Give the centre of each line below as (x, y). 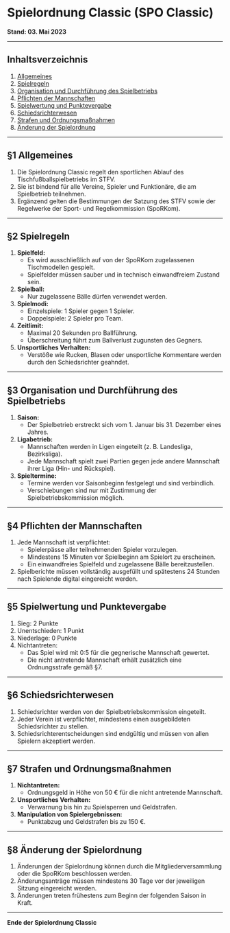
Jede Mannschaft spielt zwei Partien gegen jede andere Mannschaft (124, 461)
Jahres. (38, 432)
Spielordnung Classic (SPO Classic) (111, 13)
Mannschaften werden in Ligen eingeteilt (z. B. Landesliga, (110, 447)
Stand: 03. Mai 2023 (37, 32)
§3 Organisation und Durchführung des (92, 390)
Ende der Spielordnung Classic (52, 923)
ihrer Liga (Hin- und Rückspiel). (71, 469)
